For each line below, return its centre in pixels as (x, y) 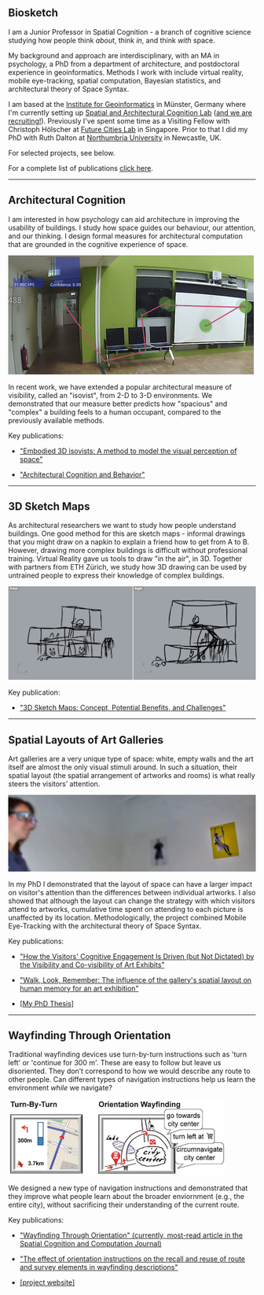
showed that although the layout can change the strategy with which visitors (132, 901)
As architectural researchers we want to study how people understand (122, 526)
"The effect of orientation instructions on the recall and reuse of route (132, 1259)
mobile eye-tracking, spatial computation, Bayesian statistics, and (115, 80)
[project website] (47, 1282)
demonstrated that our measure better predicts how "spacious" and (118, 404)
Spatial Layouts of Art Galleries (86, 740)
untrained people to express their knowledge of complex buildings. (116, 576)
